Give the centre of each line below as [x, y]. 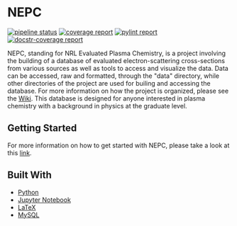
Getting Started [42, 128]
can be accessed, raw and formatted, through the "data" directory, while [114, 76]
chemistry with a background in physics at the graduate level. [97, 106]
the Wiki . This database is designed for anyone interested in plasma [106, 98]
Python [28, 192]
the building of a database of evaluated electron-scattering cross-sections [116, 60]
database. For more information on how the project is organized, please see [118, 91]
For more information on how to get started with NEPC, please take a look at [118, 145]
